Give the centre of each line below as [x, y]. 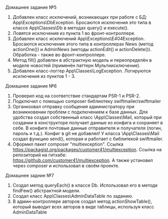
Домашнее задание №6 [31, 86]
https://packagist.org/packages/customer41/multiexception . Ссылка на [87, 149]
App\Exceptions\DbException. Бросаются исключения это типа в [82, 23]
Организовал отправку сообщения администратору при [74, 106]
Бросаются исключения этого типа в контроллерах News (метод [83, 44]
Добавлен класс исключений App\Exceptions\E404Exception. [79, 38]
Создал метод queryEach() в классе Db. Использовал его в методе [85, 185]
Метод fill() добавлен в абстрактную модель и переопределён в [82, 60]
